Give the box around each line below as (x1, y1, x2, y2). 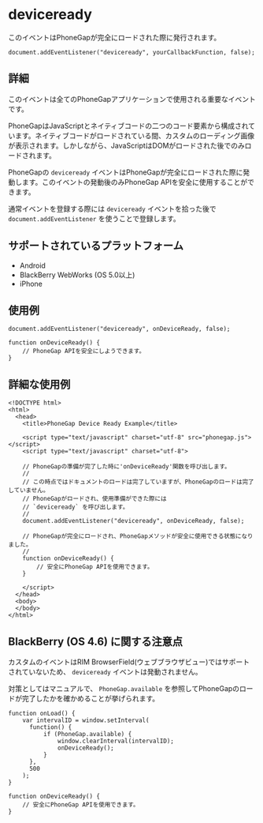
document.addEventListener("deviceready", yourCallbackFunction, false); (8, 48, 256, 56)
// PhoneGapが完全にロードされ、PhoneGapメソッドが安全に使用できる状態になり (22, 532, 254, 540)
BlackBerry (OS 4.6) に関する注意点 (8, 634, 183, 648)
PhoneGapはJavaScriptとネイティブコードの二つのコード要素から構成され (8, 121, 249, 130)
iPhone (19, 279, 43, 288)
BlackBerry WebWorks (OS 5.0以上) (19, 270, 135, 280)
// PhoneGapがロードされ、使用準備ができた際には (22, 495, 167, 503)
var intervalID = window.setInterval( (22, 716, 150, 724)
